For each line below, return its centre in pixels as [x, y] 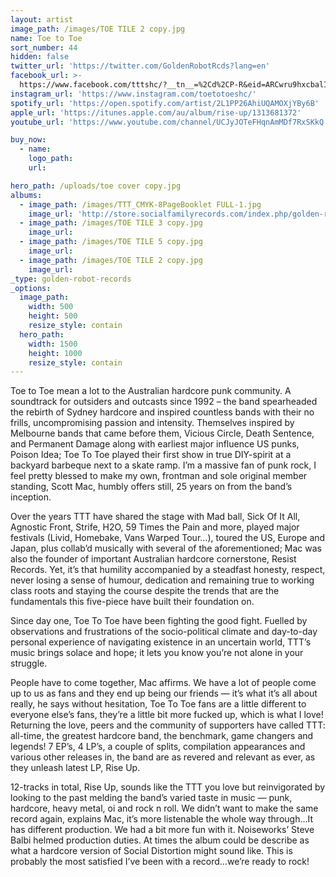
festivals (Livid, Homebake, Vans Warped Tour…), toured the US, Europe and [168, 538]
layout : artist [42, 19]
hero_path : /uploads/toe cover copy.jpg [96, 186]
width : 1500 [53, 344]
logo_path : [51, 159]
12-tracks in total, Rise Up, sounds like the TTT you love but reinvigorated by [168, 787]
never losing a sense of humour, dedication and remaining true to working [162, 580]
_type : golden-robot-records [71, 279]
